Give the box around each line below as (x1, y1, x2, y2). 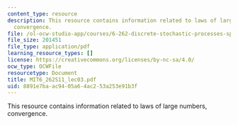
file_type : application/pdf (7, 43, 91, 50)
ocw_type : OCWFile (7, 63, 62, 70)
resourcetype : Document (7, 69, 78, 76)
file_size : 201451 (7, 37, 62, 44)
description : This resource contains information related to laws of (7, 17, 217, 24)
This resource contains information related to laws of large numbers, (7, 102, 208, 110)
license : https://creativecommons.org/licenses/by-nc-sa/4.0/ (7, 56, 195, 64)
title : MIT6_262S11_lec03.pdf (7, 76, 97, 83)
